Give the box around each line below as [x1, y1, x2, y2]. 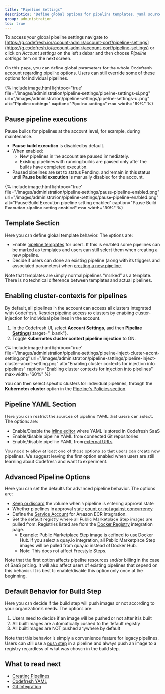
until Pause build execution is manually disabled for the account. [12, 174, 144, 180]
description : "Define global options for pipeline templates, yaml [5, 12, 146, 17]
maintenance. [5, 134, 33, 139]
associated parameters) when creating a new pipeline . [12, 262, 123, 269]
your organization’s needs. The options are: [5, 606, 93, 612]
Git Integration [12, 683, 42, 689]
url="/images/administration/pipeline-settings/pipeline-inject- [31, 355, 156, 361]
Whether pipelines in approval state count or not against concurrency [12, 506, 153, 512]
